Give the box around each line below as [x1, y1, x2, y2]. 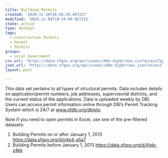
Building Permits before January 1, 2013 [12, 142, 94, 148]
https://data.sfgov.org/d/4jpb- [95, 142, 157, 148]
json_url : [5, 63, 26, 68]
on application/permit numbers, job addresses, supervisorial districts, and [5, 91, 157, 97]
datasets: [5, 122, 24, 128]
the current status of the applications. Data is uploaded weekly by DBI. [5, 96, 150, 102]
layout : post [5, 68, 32, 73]
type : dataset [5, 26, 35, 31]
